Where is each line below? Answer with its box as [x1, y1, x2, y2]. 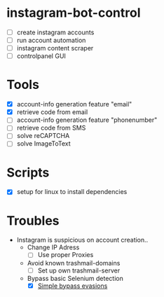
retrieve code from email [16, 108, 88, 116]
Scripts [6, 165, 50, 180]
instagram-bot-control [6, 5, 141, 21]
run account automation [16, 36, 86, 44]
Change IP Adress [27, 243, 80, 251]
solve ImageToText [16, 139, 71, 148]
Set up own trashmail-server [37, 266, 121, 275]
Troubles [6, 212, 60, 228]
